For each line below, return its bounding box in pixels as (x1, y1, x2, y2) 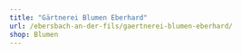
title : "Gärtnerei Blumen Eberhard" (9, 13, 148, 22)
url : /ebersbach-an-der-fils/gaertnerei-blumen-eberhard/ (9, 22, 233, 31)
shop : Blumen (9, 30, 59, 39)
